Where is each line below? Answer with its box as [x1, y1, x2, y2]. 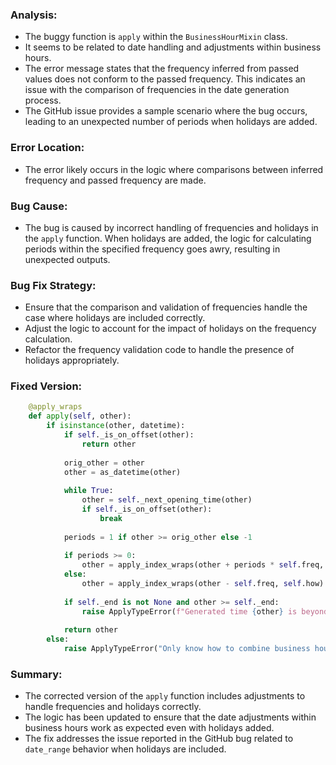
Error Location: [10, 141, 85, 155]
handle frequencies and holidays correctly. [24, 701, 202, 713]
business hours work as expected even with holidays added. [24, 722, 275, 734]
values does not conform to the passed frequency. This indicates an [24, 73, 306, 85]
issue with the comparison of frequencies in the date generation [24, 84, 290, 96]
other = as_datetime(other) [63, 467, 182, 477]
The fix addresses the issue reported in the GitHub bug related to [24, 733, 294, 745]
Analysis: [10, 8, 58, 22]
